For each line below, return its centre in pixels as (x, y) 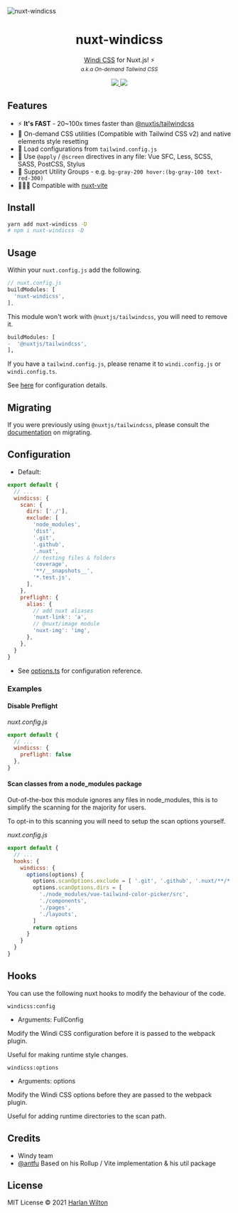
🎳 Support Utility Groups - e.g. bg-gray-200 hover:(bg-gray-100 (110, 172)
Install (21, 208)
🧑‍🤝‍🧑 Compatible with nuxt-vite (63, 185)
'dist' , (44, 531)
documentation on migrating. (50, 432)
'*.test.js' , (52, 578)
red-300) (31, 178)
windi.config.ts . (32, 372)
